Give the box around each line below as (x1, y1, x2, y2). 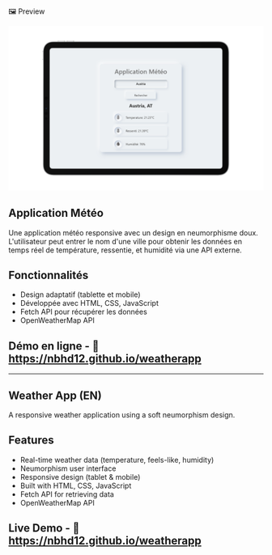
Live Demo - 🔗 (8, 521, 80, 536)
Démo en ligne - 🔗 (8, 339, 100, 353)
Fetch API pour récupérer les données (19, 307, 147, 317)
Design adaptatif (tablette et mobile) (19, 290, 141, 299)
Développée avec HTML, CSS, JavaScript (19, 299, 159, 308)
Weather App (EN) (8, 388, 103, 402)
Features (8, 434, 54, 447)
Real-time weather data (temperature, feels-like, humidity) (19, 455, 215, 464)
